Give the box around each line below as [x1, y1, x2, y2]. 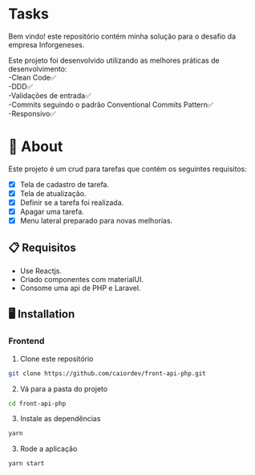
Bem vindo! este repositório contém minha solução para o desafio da [8, 31, 237, 41]
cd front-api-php [8, 399, 67, 407]
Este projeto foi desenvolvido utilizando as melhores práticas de [8, 55, 220, 65]
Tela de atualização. [19, 188, 87, 198]
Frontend [8, 335, 45, 346]
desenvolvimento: [8, 63, 67, 73]
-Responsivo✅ [8, 109, 56, 118]
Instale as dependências [19, 414, 101, 424]
